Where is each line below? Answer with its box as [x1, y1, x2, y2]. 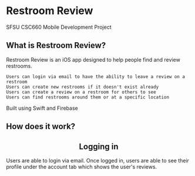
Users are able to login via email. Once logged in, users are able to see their [6, 157, 190, 164]
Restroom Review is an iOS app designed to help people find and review [6, 56, 180, 63]
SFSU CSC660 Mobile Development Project [6, 23, 112, 31]
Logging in [79, 141, 119, 151]
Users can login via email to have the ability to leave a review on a [6, 73, 185, 80]
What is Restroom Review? [6, 40, 106, 50]
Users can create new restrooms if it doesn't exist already [6, 84, 159, 90]
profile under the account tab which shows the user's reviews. [6, 163, 157, 170]
